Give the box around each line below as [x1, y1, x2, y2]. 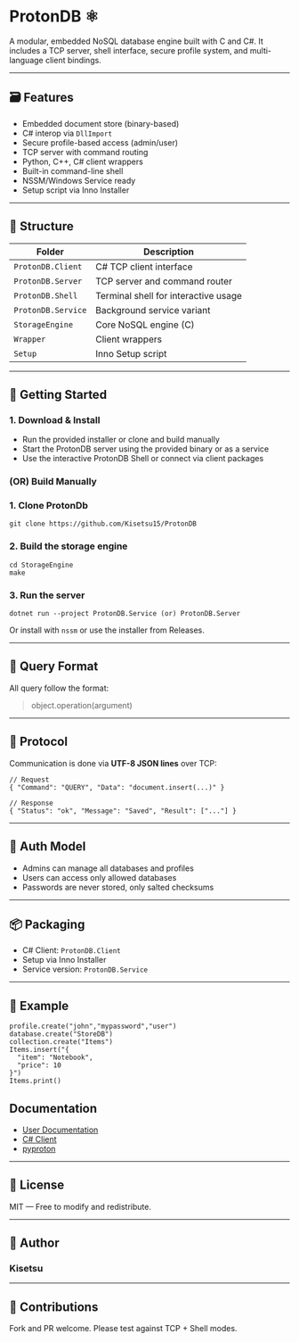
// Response [9, 799, 53, 808]
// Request [9, 775, 50, 784]
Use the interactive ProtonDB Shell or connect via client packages [21, 453, 264, 464]
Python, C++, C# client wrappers [21, 156, 144, 167]
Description [143, 245, 194, 258]
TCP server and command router [94, 275, 233, 287]
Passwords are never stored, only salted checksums [21, 882, 214, 892]
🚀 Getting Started [9, 386, 108, 402]
